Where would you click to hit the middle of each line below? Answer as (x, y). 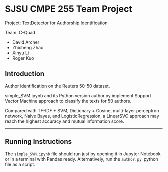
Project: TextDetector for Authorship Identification (57, 23)
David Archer (26, 42)
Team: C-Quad (20, 32)
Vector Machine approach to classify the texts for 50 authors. (68, 101)
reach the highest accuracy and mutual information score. (65, 121)
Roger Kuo (23, 58)
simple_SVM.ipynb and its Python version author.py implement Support (78, 95)
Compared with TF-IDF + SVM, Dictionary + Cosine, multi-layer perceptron (82, 110)
